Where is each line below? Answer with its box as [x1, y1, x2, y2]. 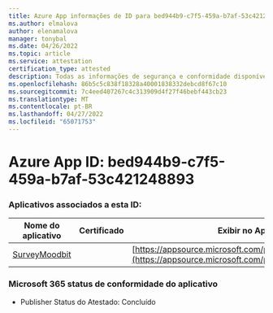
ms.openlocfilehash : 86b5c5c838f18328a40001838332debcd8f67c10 [8, 80, 227, 88]
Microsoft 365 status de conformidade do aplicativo [8, 278, 218, 289]
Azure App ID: [8, 153, 105, 172]
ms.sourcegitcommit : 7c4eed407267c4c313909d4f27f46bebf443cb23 [8, 87, 227, 96]
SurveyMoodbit [12, 249, 71, 260]
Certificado [79, 225, 124, 237]
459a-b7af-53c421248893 [8, 170, 195, 189]
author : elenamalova [8, 27, 79, 35]
